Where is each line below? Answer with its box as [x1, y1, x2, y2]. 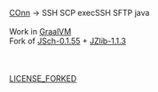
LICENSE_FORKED [9, 73, 77, 83]
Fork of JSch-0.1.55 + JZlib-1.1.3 [9, 35, 127, 46]
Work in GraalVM [9, 27, 72, 36]
